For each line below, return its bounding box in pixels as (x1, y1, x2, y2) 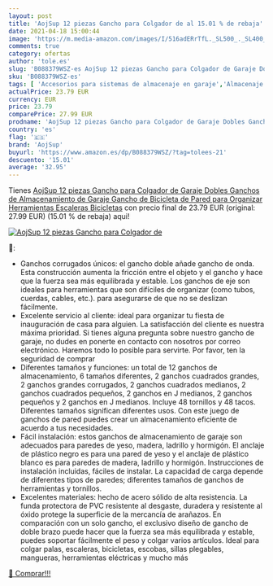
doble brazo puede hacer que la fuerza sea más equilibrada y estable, (19, 527, 255, 537)
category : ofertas (8, 50, 71, 58)
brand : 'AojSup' (8, 140, 63, 149)
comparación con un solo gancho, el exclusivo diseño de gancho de (19, 518, 249, 528)
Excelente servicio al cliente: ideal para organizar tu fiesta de (19, 311, 225, 321)
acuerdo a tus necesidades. (19, 423, 114, 433)
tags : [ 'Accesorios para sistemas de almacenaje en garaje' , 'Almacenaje (8, 80, 264, 88)
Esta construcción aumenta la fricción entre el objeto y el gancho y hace (19, 268, 263, 278)
